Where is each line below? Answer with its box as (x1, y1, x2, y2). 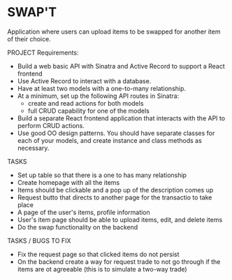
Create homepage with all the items (17, 178, 120, 186)
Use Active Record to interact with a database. (17, 76, 152, 85)
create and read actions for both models (27, 99, 144, 107)
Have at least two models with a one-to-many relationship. (17, 84, 187, 92)
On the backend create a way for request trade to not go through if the (17, 257, 221, 266)
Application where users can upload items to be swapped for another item (7, 27, 221, 36)
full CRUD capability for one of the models (27, 106, 150, 115)
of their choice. (7, 34, 51, 43)
